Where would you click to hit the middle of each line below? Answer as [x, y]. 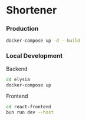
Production [22, 29]
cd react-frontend [29, 107]
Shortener [32, 10]
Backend [17, 69]
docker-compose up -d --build [43, 41]
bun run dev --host [30, 112]
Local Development [34, 56]
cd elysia [18, 79]
